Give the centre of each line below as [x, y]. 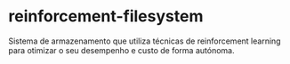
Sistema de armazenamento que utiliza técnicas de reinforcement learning [145, 41]
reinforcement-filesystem [106, 16]
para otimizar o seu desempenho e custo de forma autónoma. [121, 50]
